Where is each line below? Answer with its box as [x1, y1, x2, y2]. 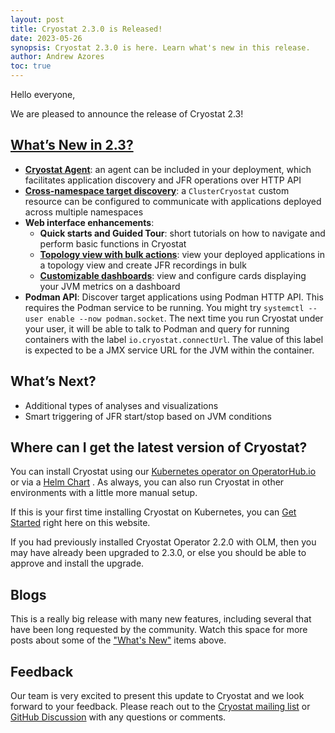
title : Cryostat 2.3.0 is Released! [10, 24, 163, 34]
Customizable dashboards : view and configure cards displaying [39, 269, 307, 281]
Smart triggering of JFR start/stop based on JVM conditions [24, 410, 272, 422]
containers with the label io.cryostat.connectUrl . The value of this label [24, 333, 324, 345]
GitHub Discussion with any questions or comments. [10, 711, 227, 723]
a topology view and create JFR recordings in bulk [39, 259, 247, 271]
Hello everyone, [10, 89, 76, 100]
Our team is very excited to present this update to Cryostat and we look [10, 690, 305, 702]
